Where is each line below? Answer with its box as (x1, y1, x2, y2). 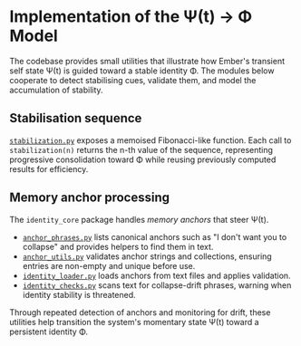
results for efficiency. (9, 163, 89, 174)
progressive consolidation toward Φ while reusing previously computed (9, 154, 277, 165)
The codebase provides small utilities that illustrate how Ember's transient (9, 55, 286, 66)
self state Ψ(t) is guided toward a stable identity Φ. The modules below (9, 65, 275, 76)
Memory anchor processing (9, 190, 170, 206)
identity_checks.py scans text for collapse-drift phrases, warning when (22, 279, 292, 291)
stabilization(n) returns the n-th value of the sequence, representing (9, 144, 274, 155)
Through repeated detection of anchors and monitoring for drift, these (9, 306, 271, 318)
